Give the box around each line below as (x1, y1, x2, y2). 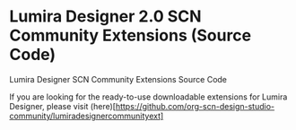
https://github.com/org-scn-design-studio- (115, 100, 275, 111)
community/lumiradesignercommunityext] (9, 110, 164, 121)
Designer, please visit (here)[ (9, 100, 117, 111)
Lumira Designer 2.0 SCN (9, 6, 202, 27)
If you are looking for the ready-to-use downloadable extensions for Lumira (9, 91, 288, 102)
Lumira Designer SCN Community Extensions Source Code (9, 74, 227, 84)
